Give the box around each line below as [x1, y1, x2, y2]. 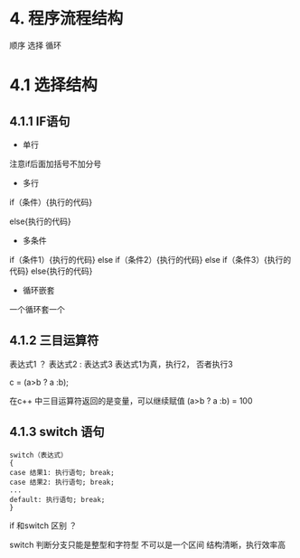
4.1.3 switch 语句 [9, 424, 105, 440]
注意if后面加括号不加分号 [9, 158, 102, 169]
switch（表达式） [9, 451, 68, 460]
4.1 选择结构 [9, 75, 98, 96]
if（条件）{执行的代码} [9, 196, 93, 208]
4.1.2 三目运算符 [9, 333, 99, 349]
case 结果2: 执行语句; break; [9, 478, 115, 487]
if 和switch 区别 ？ [9, 520, 78, 531]
